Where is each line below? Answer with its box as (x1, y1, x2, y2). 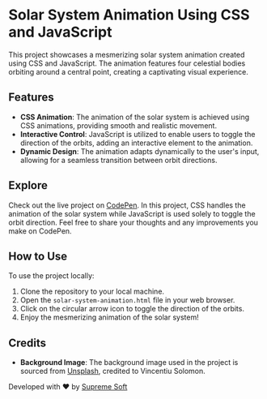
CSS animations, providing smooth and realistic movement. (19, 120, 217, 131)
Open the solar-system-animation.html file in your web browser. (19, 295, 235, 305)
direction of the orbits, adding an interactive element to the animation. (19, 138, 253, 148)
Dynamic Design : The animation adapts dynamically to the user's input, (19, 146, 260, 156)
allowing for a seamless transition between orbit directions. (19, 155, 218, 165)
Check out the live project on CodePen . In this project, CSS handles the (8, 200, 246, 210)
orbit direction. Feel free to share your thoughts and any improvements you (8, 217, 259, 227)
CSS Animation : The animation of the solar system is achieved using (19, 112, 250, 122)
